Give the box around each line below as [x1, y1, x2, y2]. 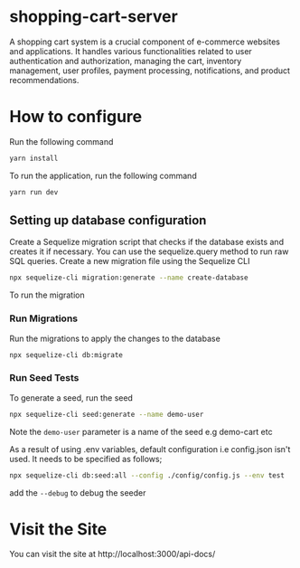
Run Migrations [9, 312, 79, 325]
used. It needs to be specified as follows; [9, 453, 163, 464]
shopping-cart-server [9, 6, 178, 27]
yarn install [9, 154, 59, 163]
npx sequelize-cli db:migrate [9, 350, 124, 359]
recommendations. [9, 74, 80, 85]
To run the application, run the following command [9, 170, 197, 181]
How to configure [9, 107, 143, 128]
